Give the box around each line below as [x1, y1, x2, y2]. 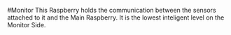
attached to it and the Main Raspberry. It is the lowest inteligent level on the [7, 13, 225, 22]
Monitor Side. [7, 21, 46, 29]
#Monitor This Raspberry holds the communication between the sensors [7, 6, 216, 14]
